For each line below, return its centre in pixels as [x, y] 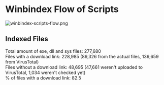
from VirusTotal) [22, 62]
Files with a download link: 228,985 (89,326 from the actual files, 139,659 [82, 56]
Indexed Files [27, 39]
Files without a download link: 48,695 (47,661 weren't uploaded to [74, 67]
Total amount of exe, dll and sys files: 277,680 [53, 51]
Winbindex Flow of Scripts [62, 9]
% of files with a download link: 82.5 [43, 78]
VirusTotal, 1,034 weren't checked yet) [45, 72]
